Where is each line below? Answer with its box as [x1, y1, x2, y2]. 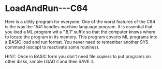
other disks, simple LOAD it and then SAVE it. [5, 58, 95, 64]
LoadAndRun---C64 [5, 3, 88, 14]
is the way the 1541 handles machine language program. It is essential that [5, 23, 153, 29]
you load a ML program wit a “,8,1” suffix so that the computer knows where [5, 29, 156, 34]
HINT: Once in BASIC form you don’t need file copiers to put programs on [5, 53, 151, 59]
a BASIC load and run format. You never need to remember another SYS [5, 39, 148, 45]
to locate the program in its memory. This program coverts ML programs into [5, 34, 158, 40]
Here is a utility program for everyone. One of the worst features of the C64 [5, 19, 156, 24]
